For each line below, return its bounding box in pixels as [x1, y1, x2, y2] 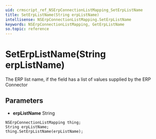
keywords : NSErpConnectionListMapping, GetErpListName [5, 21, 125, 27]
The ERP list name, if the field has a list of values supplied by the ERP [5, 76, 151, 82]
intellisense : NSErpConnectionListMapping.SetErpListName [5, 17, 131, 22]
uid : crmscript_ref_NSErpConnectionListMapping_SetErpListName [5, 7, 143, 13]
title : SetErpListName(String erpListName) [5, 12, 100, 17]
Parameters [5, 97, 43, 105]
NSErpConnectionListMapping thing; [5, 120, 81, 125]
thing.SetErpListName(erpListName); [5, 129, 83, 134]
